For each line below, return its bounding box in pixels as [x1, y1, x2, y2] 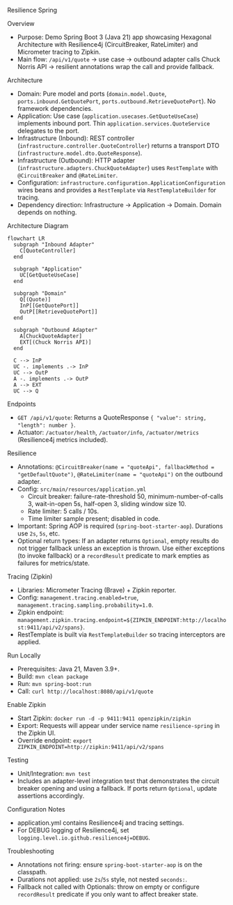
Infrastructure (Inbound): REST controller [17, 134, 135, 142]
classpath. [17, 868, 47, 876]
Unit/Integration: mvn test [17, 770, 91, 777]
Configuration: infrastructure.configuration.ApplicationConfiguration [17, 178, 226, 187]
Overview [7, 20, 35, 27]
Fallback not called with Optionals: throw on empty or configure [17, 883, 200, 891]
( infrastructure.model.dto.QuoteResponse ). [17, 149, 143, 157]
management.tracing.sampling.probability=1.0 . [17, 601, 154, 609]
